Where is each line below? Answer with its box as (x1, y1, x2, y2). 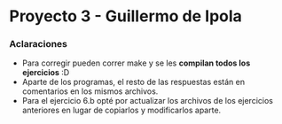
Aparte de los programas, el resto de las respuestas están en (21, 77, 246, 88)
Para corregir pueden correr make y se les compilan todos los (21, 58, 251, 68)
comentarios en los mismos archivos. (21, 86, 159, 97)
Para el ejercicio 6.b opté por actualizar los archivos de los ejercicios (21, 96, 273, 106)
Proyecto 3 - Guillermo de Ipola (9, 6, 242, 27)
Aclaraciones (9, 38, 68, 50)
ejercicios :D (21, 67, 70, 78)
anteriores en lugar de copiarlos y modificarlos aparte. (21, 105, 222, 116)
